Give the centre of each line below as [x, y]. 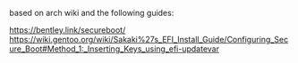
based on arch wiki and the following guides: [92, 13]
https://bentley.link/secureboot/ [68, 30]
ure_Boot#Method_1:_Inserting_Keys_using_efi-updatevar [114, 49]
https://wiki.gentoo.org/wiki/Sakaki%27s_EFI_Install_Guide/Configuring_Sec [149, 39]
